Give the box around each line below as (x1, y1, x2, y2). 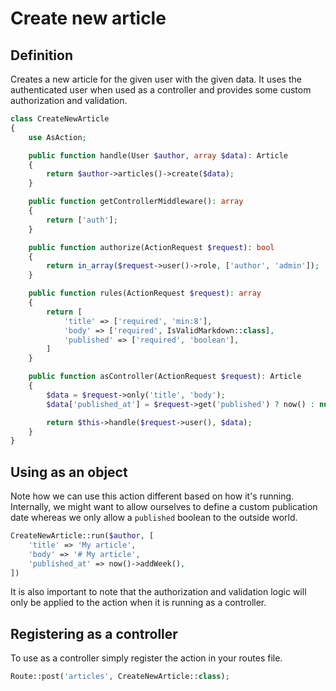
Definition (10, 47, 73, 64)
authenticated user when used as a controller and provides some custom (10, 84, 312, 96)
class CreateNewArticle (10, 114, 110, 124)
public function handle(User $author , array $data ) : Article (28, 150, 288, 161)
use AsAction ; (28, 132, 87, 142)
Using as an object (10, 463, 128, 481)
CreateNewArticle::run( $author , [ (10, 531, 155, 541)
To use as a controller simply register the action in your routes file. (10, 652, 283, 664)
